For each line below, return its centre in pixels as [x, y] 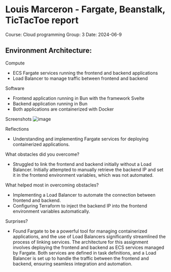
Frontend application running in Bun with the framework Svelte [78, 98]
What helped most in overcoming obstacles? [52, 185]
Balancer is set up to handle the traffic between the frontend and [81, 258]
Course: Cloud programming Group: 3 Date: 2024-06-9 [64, 34]
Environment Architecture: [48, 50]
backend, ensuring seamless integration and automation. [72, 264]
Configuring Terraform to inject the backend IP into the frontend [80, 205]
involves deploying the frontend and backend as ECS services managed [88, 247]
